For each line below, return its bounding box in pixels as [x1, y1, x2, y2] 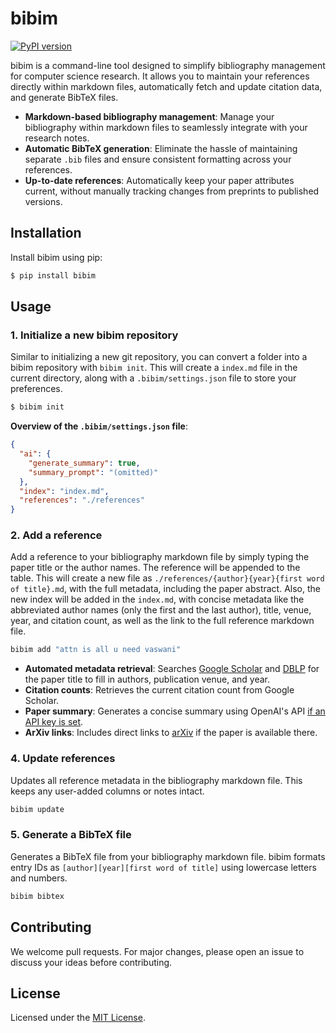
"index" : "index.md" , [19, 486, 110, 496]
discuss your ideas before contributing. [10, 956, 173, 968]
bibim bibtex [10, 891, 65, 901]
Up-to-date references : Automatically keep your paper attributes [24, 174, 295, 186]
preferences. [10, 383, 63, 395]
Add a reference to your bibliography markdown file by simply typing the [10, 551, 310, 563]
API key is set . [24, 716, 84, 728]
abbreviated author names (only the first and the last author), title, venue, [10, 604, 312, 616]
